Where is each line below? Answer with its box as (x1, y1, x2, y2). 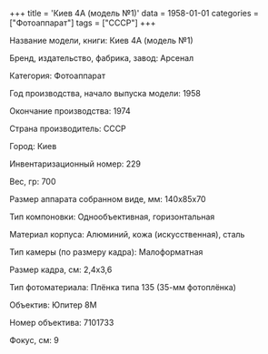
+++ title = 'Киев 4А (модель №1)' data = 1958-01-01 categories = (9, 8, 259, 18)
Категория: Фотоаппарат (9, 70, 106, 81)
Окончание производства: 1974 (9, 106, 131, 116)
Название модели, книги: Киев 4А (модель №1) (9, 35, 194, 46)
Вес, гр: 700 (9, 177, 56, 187)
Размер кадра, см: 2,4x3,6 (9, 264, 113, 275)
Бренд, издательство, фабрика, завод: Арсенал (9, 53, 194, 63)
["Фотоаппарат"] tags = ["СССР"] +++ (9, 17, 156, 28)
